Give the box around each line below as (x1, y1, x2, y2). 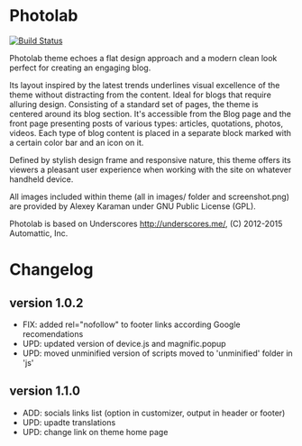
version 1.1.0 (9, 384, 81, 399)
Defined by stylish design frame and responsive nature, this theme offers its (9, 154, 291, 165)
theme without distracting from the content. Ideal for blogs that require (9, 89, 272, 100)
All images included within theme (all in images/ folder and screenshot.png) (9, 191, 290, 202)
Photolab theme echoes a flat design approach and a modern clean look (9, 52, 278, 63)
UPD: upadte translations (22, 416, 116, 428)
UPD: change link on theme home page (22, 426, 169, 437)
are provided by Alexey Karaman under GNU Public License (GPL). (9, 200, 257, 212)
